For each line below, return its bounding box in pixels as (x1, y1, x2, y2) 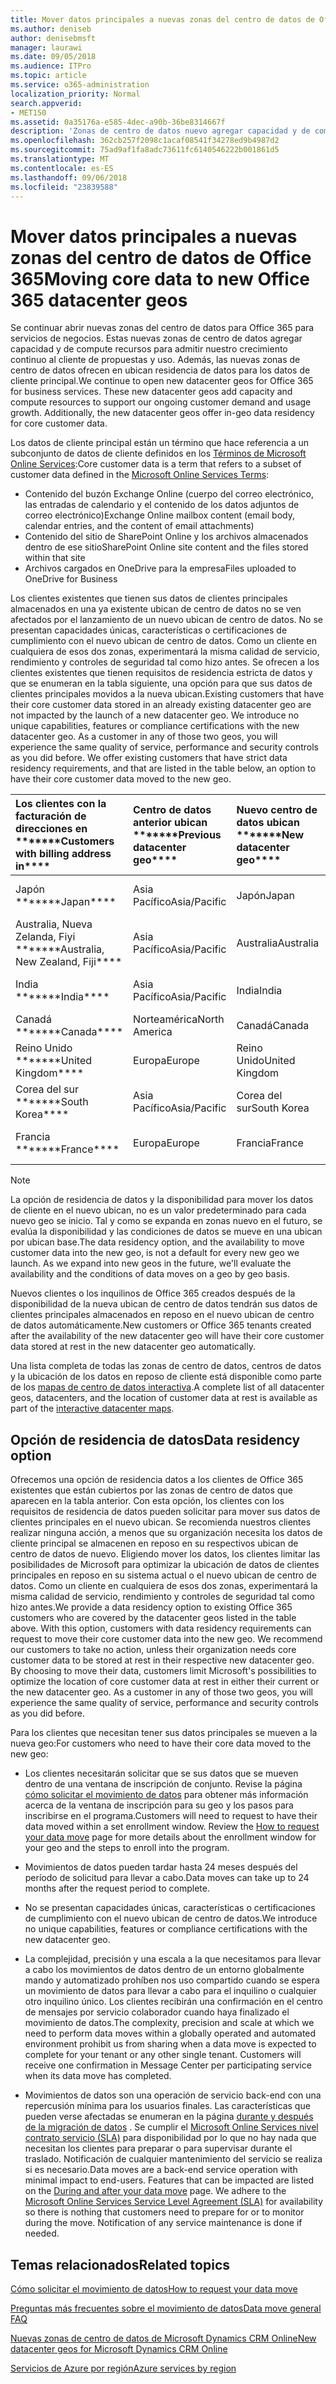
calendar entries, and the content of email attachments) (24, 520, 255, 532)
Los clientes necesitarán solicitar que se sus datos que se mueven (24, 1767, 299, 1780)
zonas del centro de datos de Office (10, 246, 312, 269)
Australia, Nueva (15, 917, 93, 931)
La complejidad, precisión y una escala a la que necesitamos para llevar (24, 1953, 322, 1965)
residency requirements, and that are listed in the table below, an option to (10, 762, 317, 775)
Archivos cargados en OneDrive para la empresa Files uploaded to (24, 562, 297, 575)
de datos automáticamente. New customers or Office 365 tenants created (10, 1319, 312, 1331)
